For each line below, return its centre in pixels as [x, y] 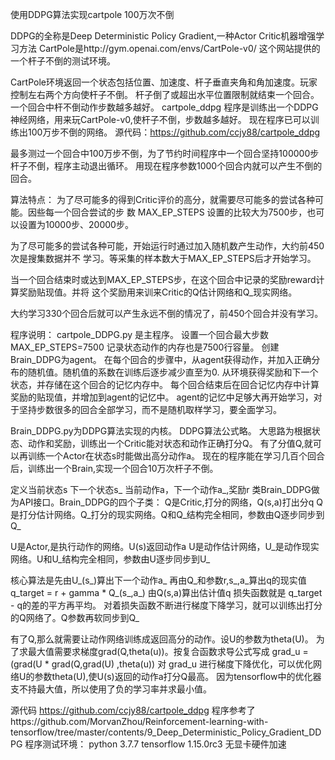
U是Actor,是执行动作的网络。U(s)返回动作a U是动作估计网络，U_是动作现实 [165, 546]
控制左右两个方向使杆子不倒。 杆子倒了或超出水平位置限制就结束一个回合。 [165, 94]
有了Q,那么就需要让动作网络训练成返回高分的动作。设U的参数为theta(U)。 [162, 639]
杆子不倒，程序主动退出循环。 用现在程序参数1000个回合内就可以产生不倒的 [166, 166]
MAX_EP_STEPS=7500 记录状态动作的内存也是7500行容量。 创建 [145, 347]
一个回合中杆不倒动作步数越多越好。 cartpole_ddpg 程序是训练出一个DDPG [164, 107]
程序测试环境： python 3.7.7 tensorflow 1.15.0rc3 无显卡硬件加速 [155, 744]
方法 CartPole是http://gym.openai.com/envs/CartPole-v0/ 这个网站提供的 [169, 48]
